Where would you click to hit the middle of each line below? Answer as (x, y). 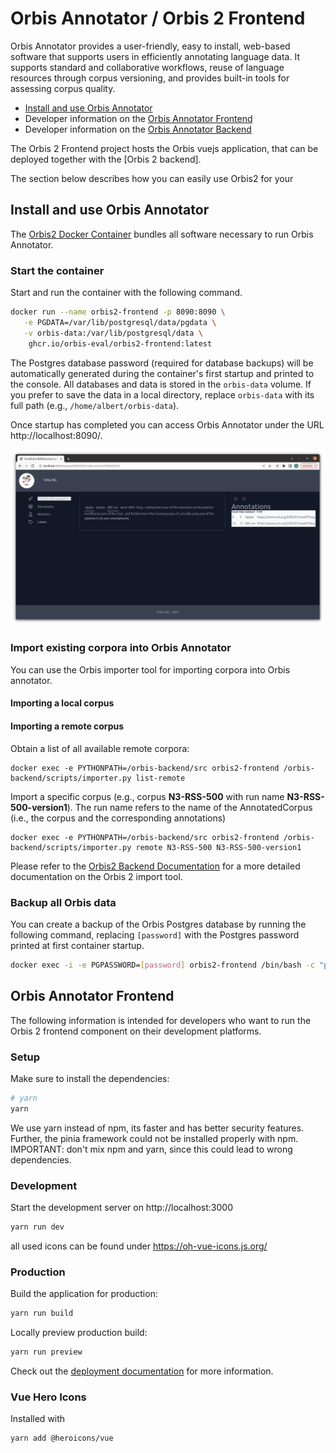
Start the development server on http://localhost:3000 (121, 1207)
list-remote (160, 778)
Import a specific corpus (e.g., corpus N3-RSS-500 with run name (147, 796)
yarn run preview (46, 1352)
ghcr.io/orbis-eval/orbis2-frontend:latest (120, 343)
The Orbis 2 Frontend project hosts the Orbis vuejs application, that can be (164, 148)
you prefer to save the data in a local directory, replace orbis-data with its (162, 394)
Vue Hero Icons (48, 1397)
